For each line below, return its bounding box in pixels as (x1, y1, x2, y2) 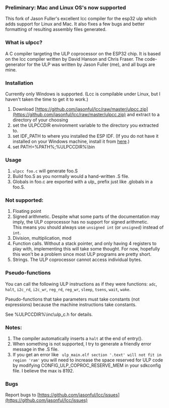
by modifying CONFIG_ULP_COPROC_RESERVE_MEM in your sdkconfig (12, 362, 161, 368)
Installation (5, 79, 34, 86)
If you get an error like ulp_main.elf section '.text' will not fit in (12, 352, 161, 358)
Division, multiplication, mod (12, 235, 72, 241)
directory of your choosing (12, 117, 68, 123)
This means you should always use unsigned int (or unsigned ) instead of (12, 225, 164, 231)
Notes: (5, 324, 22, 331)
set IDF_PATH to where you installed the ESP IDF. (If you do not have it (12, 133, 159, 139)
